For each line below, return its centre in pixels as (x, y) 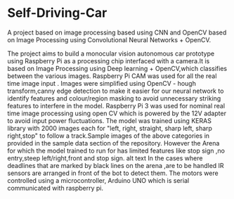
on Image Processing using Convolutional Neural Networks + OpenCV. (109, 39)
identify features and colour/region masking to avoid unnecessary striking (114, 98)
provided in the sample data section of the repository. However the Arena (113, 143)
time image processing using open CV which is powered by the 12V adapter (117, 113)
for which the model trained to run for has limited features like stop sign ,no (116, 150)
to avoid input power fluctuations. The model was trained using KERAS (110, 120)
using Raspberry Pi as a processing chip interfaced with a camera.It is (109, 60)
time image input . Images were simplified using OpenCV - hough (102, 83)
